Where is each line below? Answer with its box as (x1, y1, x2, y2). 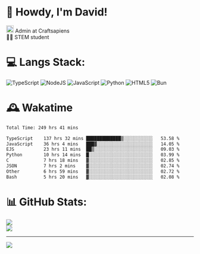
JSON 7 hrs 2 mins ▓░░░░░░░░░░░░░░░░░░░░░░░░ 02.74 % (6, 163, 180, 169)
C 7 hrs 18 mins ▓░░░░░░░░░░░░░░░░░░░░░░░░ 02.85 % (6, 157, 180, 164)
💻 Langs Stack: (6, 56, 85, 69)
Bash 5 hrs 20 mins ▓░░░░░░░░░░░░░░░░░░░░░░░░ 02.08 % (6, 174, 180, 180)
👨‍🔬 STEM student (6, 33, 49, 40)
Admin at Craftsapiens (14, 27, 70, 34)
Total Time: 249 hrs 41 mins (6, 125, 79, 131)
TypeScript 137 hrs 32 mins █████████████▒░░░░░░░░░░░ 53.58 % (6, 135, 180, 141)
